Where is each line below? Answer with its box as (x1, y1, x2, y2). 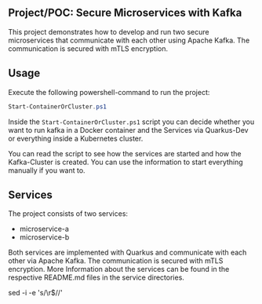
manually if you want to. (8, 165, 86, 175)
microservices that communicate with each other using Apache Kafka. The (8, 35, 250, 45)
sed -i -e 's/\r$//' (8, 288, 63, 298)
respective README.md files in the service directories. (8, 273, 184, 282)
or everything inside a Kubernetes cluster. (8, 134, 144, 143)
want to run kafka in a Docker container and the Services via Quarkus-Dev (8, 125, 249, 134)
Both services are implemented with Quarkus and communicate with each (8, 247, 247, 258)
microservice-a (19, 224, 69, 234)
